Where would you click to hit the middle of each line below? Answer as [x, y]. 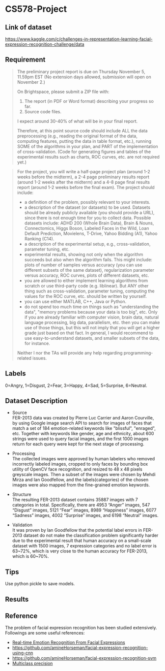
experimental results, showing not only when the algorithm [84, 254]
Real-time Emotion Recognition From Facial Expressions [69, 642]
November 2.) [31, 82]
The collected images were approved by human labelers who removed [83, 459]
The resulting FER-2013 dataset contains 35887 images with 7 [75, 500]
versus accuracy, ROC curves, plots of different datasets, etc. [87, 275]
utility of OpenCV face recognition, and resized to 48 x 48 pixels [77, 469]
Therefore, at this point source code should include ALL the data [82, 130]
